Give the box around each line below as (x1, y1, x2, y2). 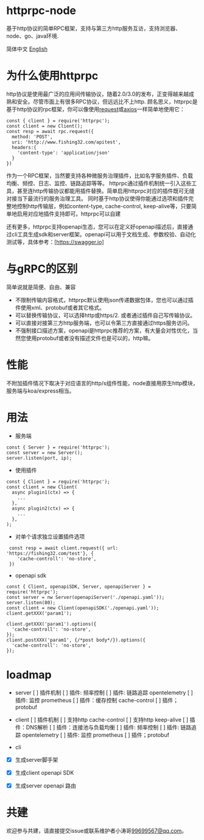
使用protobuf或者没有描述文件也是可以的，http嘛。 (26, 334, 154, 342)
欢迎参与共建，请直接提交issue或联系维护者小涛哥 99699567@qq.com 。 (6, 827, 188, 834)
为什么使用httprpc (6, 69, 99, 83)
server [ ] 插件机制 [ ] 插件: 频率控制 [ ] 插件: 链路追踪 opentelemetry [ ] (15, 689, 193, 696)
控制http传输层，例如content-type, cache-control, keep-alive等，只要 (16, 202, 192, 209)
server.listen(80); (6, 599, 56, 606)
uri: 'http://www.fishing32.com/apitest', (12, 139, 121, 145)
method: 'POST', (12, 134, 53, 140)
